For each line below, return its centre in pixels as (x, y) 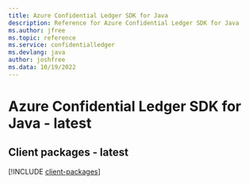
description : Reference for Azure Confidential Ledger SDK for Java (124, 23)
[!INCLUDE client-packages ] (54, 171)
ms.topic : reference (42, 38)
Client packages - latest (69, 153)
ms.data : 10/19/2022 (42, 67)
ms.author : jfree (37, 30)
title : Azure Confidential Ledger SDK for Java (88, 15)
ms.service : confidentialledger (61, 45)
